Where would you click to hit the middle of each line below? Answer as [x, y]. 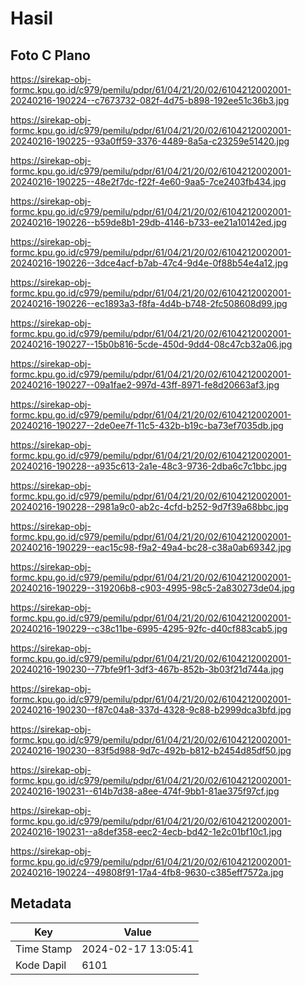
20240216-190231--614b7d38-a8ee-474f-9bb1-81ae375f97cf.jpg [145, 791]
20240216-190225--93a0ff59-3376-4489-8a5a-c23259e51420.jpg [150, 141]
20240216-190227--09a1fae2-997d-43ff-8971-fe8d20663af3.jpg [145, 385]
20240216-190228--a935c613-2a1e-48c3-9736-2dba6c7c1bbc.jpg [149, 466]
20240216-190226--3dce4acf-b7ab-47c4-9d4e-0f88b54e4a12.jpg [149, 263]
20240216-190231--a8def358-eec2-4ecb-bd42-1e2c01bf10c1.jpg [146, 831]
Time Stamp [44, 949]
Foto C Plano [50, 55]
